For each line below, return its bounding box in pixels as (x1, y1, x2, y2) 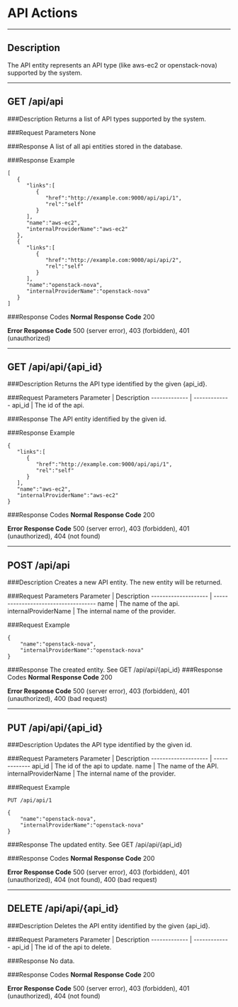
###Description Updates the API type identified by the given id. (7, 741, 193, 749)
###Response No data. (7, 957, 75, 965)
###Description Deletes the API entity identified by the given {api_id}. (7, 921, 210, 930)
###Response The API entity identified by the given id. (7, 415, 167, 423)
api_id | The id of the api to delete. (11, 942, 112, 951)
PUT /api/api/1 (7, 797, 52, 804)
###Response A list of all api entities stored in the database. (7, 142, 183, 151)
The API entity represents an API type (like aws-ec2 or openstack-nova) (7, 60, 217, 69)
